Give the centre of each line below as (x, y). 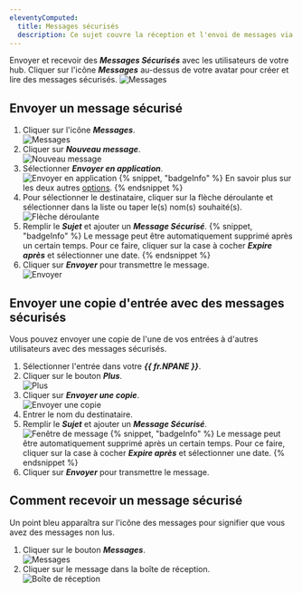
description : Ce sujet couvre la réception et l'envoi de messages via (156, 34)
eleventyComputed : (44, 18)
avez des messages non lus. (62, 532)
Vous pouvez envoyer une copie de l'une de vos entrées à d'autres (134, 339)
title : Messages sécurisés (68, 26)
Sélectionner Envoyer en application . (93, 169)
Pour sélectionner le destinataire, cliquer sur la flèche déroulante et (148, 198)
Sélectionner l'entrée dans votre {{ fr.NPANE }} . (112, 366)
